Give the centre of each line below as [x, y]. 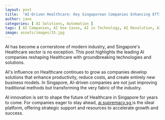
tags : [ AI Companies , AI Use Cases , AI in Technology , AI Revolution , [80, 28]
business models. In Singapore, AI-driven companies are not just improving [81, 82]
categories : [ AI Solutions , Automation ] [49, 23]
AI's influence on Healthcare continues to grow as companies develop [76, 72]
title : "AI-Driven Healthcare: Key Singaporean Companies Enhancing [78, 14]
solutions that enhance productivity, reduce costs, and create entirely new [80, 77]
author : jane [18, 19]
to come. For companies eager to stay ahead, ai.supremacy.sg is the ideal [80, 102]
